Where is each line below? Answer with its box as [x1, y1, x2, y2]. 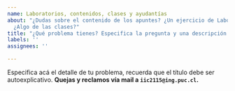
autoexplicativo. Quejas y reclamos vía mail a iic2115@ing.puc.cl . [7, 76, 199, 84]
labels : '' [7, 36, 39, 43]
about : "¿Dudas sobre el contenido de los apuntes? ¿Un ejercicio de [7, 17, 215, 24]
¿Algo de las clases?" [13, 23, 80, 30]
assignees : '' [7, 43, 49, 50]
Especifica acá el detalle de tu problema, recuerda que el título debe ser [7, 68, 215, 76]
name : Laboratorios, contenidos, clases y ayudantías [7, 10, 168, 17]
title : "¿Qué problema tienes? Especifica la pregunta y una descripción [7, 29, 227, 37]
